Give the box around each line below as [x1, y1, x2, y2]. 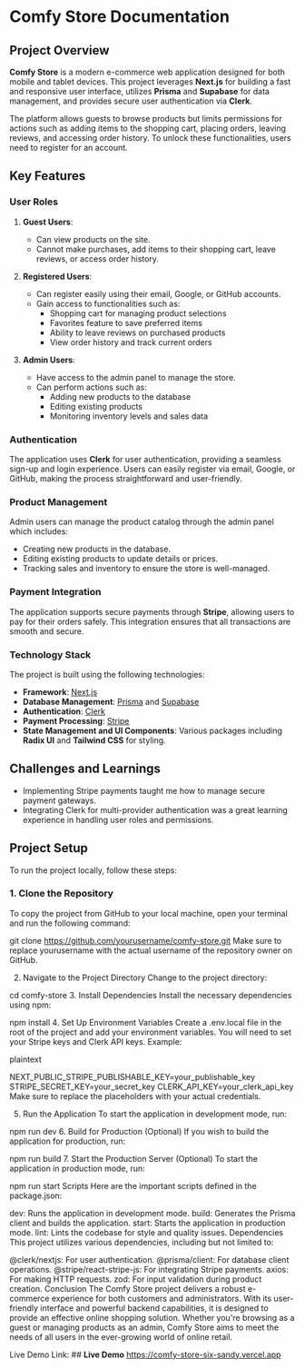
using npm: [9, 999, 52, 1010]
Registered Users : [22, 271, 93, 282]
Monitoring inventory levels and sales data [49, 411, 209, 422]
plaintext [9, 1054, 43, 1065]
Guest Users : [22, 216, 74, 227]
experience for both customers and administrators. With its [51, 1293, 272, 1304]
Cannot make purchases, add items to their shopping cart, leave [35, 243, 277, 254]
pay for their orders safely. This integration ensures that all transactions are [9, 616, 291, 627]
